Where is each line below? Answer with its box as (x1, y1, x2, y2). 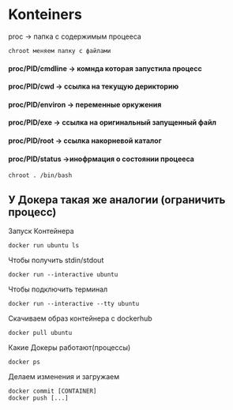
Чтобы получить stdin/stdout (8, 255, 104, 265)
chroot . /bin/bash (8, 171, 73, 179)
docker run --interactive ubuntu (8, 270, 118, 278)
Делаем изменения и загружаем (8, 371, 120, 381)
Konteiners (8, 6, 83, 24)
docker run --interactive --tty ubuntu (8, 299, 140, 307)
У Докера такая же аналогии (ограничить (8, 193, 226, 206)
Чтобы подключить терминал (8, 284, 108, 294)
